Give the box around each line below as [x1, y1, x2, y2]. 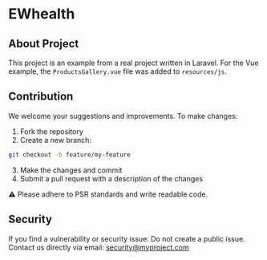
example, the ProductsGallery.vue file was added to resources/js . [8, 67, 227, 76]
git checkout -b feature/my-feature [8, 150, 131, 159]
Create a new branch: [19, 135, 92, 144]
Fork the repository [19, 126, 84, 136]
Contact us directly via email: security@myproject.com [8, 242, 190, 252]
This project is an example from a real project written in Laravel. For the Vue [8, 58, 259, 67]
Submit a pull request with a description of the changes [19, 173, 203, 183]
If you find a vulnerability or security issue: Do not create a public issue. [8, 234, 246, 243]
